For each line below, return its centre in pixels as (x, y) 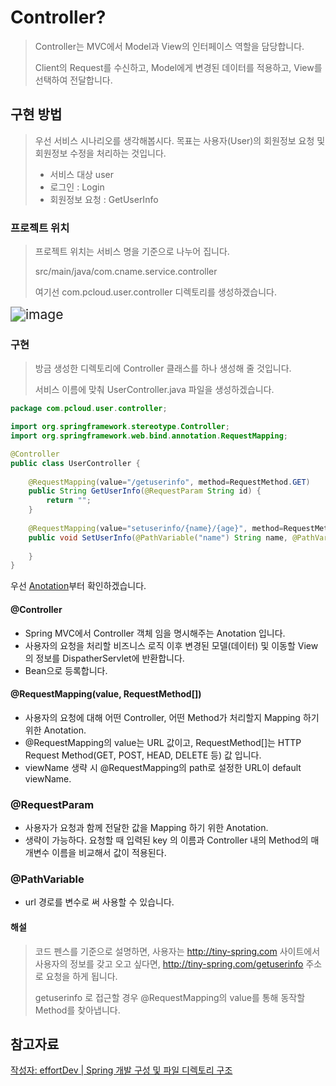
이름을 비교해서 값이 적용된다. (109, 853)
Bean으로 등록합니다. (66, 670)
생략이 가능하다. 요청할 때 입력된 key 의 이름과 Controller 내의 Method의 (166, 840)
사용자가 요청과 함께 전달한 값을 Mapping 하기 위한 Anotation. (146, 828)
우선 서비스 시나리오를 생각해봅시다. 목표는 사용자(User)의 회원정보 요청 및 (180, 140)
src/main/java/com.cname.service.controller (126, 272)
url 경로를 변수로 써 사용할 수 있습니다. (99, 902)
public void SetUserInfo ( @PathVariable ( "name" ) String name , (158, 537)
